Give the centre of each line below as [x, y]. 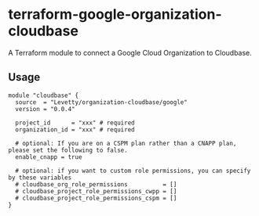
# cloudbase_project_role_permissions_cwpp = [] [96, 191]
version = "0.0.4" [46, 109]
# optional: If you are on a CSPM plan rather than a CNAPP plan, [126, 143]
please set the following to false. [68, 150]
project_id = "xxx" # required [75, 123]
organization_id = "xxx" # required [75, 130]
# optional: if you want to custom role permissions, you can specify [133, 171]
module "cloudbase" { [44, 95]
